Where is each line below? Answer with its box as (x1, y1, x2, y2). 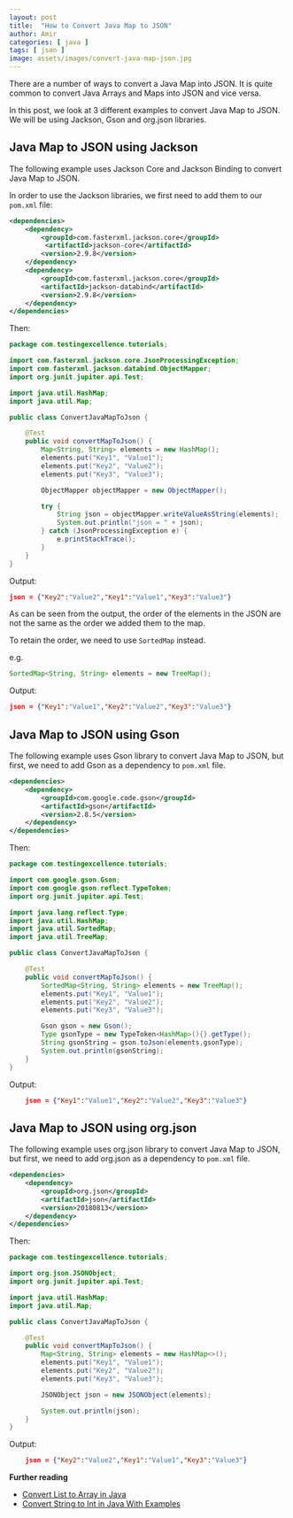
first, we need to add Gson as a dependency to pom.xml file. (9, 760, 226, 770)
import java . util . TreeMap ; (9, 933, 109, 942)
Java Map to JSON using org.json (9, 1121, 197, 1136)
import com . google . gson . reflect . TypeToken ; (9, 883, 173, 892)
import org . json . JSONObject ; (9, 1269, 117, 1278)
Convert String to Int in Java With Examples (21, 1499, 181, 1509)
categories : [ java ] (9, 37, 89, 47)
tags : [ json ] (9, 46, 66, 55)
